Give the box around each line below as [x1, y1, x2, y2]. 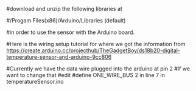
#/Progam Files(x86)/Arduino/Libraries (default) [6, 17, 126, 24]
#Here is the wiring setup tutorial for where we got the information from [6, 41, 186, 47]
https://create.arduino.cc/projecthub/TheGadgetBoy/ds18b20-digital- [6, 47, 181, 54]
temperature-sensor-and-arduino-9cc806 [6, 53, 112, 60]
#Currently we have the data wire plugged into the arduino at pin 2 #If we [6, 65, 191, 72]
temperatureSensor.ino [6, 78, 64, 85]
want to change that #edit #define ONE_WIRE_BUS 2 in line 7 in [6, 72, 166, 78]
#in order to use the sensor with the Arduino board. [6, 29, 135, 36]
